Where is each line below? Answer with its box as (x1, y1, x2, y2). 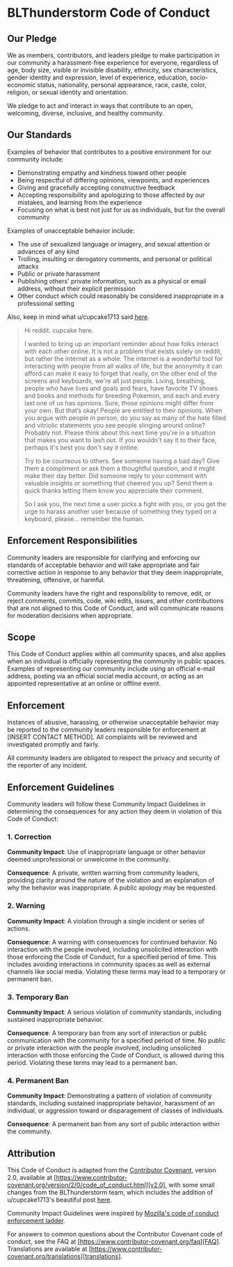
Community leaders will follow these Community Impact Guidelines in (7, 800, 207, 809)
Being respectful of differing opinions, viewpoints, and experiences (17, 176, 210, 184)
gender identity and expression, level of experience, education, (7, 73, 188, 81)
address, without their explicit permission (17, 284, 136, 293)
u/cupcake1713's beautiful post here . (7, 1196, 113, 1204)
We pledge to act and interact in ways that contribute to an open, (7, 102, 193, 109)
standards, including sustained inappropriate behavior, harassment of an (7, 1099, 216, 1107)
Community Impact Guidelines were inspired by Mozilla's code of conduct (7, 1209, 219, 1218)
